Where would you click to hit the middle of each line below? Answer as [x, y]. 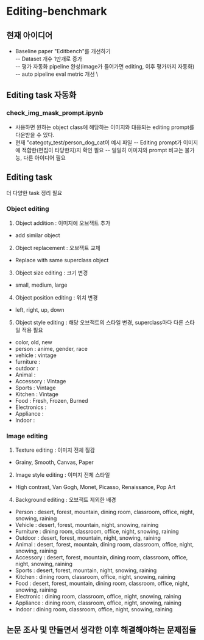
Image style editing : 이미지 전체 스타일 [62, 475]
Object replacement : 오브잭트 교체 [58, 248]
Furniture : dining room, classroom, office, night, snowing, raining [97, 531]
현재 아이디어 [30, 35]
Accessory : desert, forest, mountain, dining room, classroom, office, [101, 557]
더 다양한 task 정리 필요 [34, 193]
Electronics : [31, 407]
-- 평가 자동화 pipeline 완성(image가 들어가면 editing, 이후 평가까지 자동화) [105, 66]
